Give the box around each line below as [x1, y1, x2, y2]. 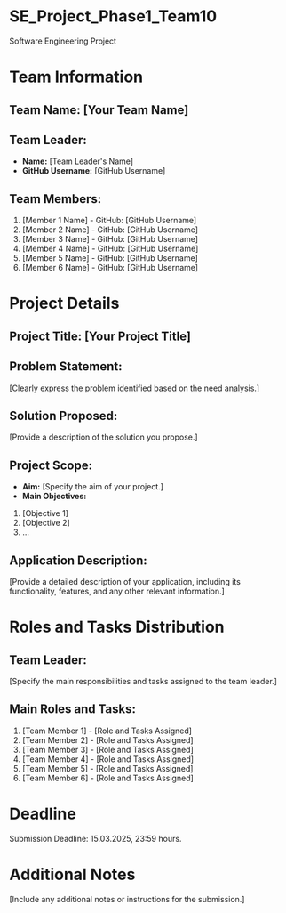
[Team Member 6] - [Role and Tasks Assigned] [21, 772, 194, 783]
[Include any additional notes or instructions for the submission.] [9, 893, 245, 904]
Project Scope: [9, 457, 93, 473]
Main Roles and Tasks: [9, 701, 136, 717]
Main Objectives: [21, 491, 87, 502]
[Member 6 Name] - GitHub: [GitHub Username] [21, 263, 198, 273]
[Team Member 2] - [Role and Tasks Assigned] [21, 734, 194, 745]
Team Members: [9, 191, 102, 206]
